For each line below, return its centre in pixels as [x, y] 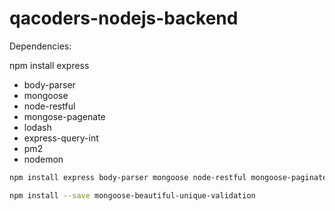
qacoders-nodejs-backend [124, 18]
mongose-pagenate [64, 116]
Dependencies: [40, 46]
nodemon [43, 159]
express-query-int [61, 138]
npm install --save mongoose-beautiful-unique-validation [132, 195]
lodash [37, 127]
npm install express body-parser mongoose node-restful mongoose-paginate [168, 177]
